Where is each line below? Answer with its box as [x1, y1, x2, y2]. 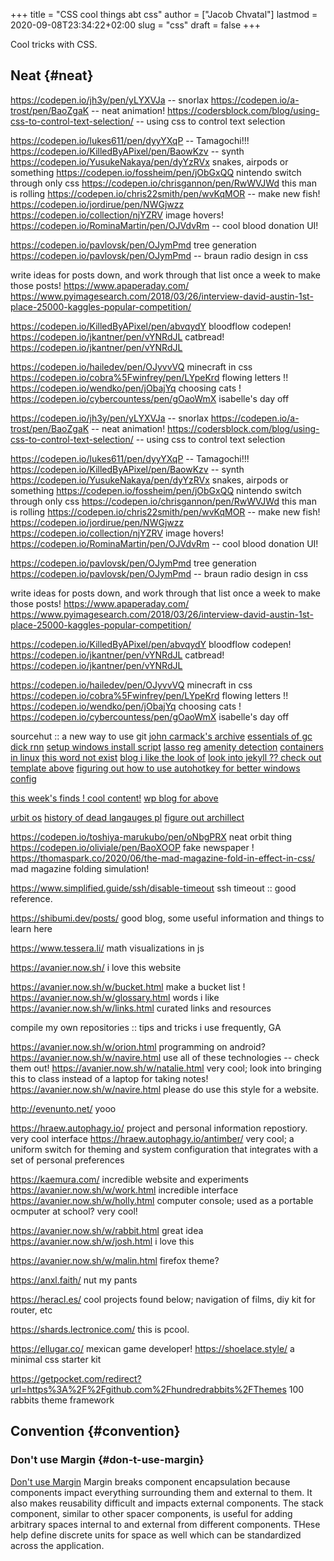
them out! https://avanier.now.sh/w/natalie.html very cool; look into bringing [10, 1062, 322, 1074]
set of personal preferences [10, 1154, 125, 1166]
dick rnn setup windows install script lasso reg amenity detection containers [10, 740, 324, 753]
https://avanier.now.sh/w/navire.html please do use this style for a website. [10, 1083, 320, 1095]
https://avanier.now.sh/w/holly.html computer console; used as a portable [10, 1194, 314, 1206]
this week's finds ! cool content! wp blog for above [10, 792, 219, 804]
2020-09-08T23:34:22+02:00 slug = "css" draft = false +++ [10, 19, 261, 31]
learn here [10, 922, 53, 934]
